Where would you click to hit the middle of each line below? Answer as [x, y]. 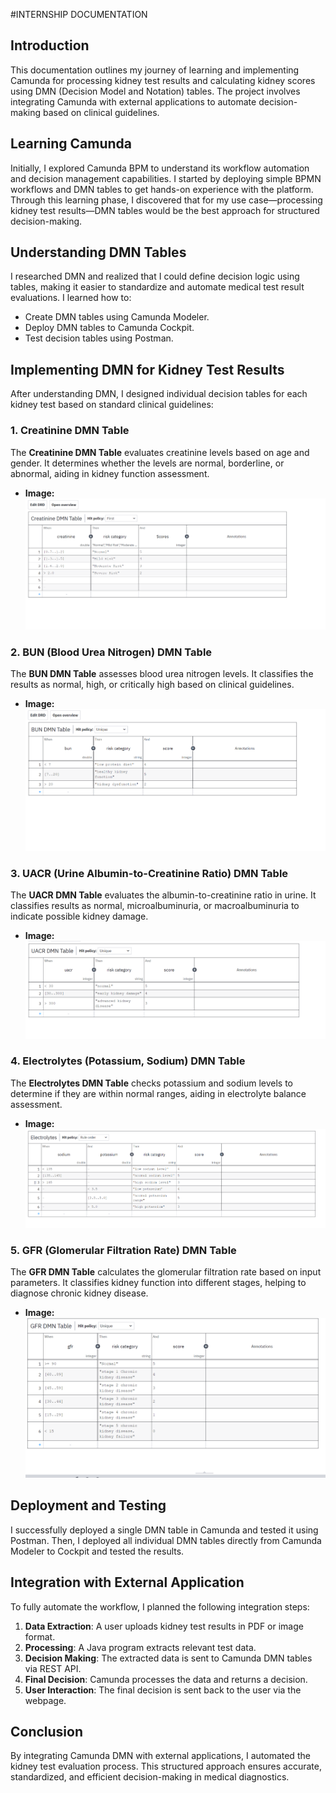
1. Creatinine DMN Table [70, 431]
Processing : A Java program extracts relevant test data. [140, 1647]
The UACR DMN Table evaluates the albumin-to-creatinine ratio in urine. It [163, 895]
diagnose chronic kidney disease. [79, 1293]
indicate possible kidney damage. [79, 916]
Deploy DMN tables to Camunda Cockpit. [109, 328]
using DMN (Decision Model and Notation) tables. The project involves [155, 91]
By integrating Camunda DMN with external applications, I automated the [160, 1756]
